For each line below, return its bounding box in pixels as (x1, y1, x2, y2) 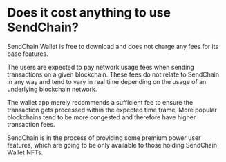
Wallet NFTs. (7, 148, 44, 156)
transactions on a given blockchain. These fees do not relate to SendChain (7, 70, 220, 79)
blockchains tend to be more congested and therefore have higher (7, 112, 196, 121)
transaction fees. (7, 120, 55, 128)
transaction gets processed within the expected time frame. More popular (7, 105, 218, 114)
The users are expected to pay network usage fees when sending (7, 63, 195, 71)
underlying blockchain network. (7, 85, 97, 93)
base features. (7, 50, 48, 58)
